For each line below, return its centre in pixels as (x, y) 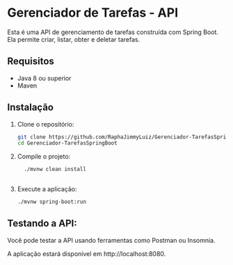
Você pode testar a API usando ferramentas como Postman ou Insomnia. (111, 240)
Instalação (31, 107)
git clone (32, 137)
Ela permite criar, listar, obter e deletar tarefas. (74, 39)
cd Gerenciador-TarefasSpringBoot (67, 143)
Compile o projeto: (44, 156)
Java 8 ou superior (44, 78)
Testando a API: (42, 224)
